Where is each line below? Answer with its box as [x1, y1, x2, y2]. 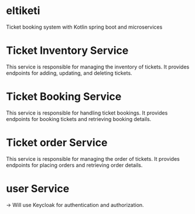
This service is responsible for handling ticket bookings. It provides [6, 109, 168, 116]
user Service [6, 182, 70, 195]
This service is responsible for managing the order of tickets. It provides [6, 155, 180, 162]
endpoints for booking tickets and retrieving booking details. [6, 115, 152, 122]
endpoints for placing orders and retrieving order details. [6, 161, 143, 168]
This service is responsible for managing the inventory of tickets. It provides [6, 63, 190, 70]
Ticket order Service [6, 136, 108, 149]
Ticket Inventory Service [6, 44, 129, 57]
